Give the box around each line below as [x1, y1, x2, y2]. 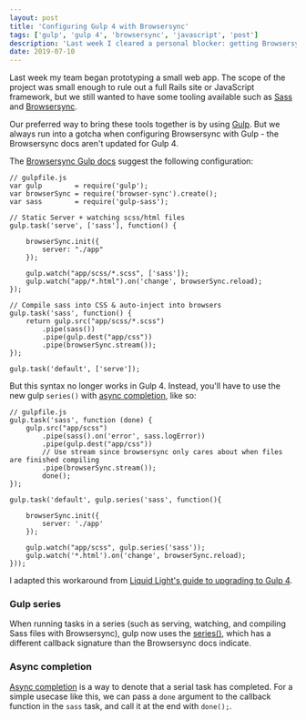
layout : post [9, 13, 59, 23]
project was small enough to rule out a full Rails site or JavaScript [9, 82, 255, 93]
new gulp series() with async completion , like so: [9, 390, 198, 401]
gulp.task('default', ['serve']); [9, 365, 141, 374]
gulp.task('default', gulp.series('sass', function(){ [9, 495, 222, 505]
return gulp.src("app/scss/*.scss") [25, 317, 166, 326]
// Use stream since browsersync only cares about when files [42, 448, 283, 457]
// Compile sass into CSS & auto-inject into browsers [9, 301, 222, 310]
